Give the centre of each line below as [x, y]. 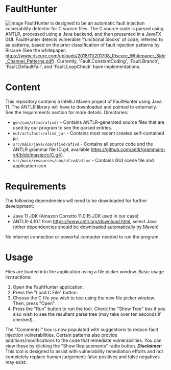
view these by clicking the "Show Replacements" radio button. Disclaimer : [84, 345]
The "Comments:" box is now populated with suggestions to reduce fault [82, 329]
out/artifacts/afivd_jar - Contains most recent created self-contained [88, 133]
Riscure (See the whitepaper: [36, 50]
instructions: [18, 277]
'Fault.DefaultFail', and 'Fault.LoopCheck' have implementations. [73, 67]
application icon [30, 166]
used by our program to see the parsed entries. [62, 127]
